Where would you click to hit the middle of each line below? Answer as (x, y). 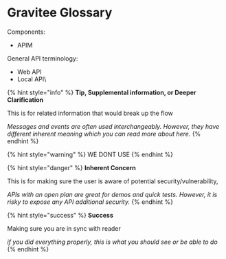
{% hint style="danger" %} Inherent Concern (71, 167)
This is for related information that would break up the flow (90, 113)
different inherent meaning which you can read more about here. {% (104, 134)
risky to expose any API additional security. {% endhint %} (90, 202)
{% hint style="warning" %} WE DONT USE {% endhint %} (90, 154)
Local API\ (32, 79)
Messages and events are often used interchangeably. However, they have (113, 126)
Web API (29, 72)
